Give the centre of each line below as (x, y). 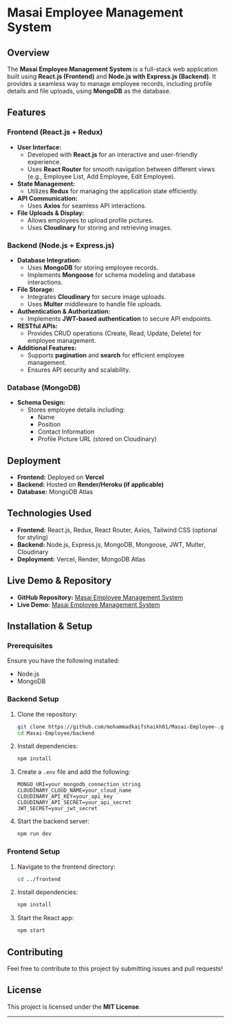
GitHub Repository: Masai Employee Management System (100, 597)
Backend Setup (33, 699)
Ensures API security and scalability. (79, 370)
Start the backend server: (53, 821)
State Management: (46, 183)
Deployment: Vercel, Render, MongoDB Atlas (81, 559)
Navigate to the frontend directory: (66, 867)
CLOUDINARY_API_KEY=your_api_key (65, 797)
